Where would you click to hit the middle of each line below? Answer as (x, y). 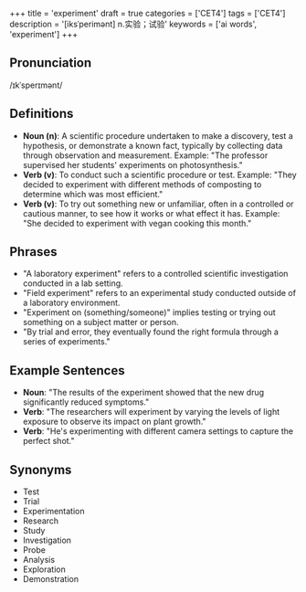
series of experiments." (67, 342)
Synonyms (41, 470)
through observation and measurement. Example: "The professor (145, 155)
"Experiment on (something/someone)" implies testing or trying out (149, 312)
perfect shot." (48, 441)
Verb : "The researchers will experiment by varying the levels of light (151, 412)
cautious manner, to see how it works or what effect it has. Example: (151, 213)
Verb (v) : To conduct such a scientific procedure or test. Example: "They (159, 174)
